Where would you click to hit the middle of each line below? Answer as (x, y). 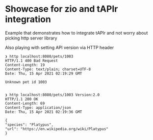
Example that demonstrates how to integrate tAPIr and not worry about (76, 33)
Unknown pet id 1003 (26, 82)
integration (28, 19)
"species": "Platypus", (29, 125)
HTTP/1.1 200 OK (22, 99)
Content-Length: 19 (25, 65)
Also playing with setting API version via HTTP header (60, 47)
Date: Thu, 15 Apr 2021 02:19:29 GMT (44, 73)
